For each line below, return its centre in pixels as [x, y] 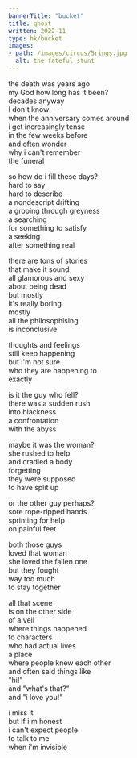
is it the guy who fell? [43, 394]
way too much [32, 578]
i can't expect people [43, 730]
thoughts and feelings [44, 344]
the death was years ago [49, 83]
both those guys [35, 544]
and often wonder [38, 144]
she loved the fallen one [48, 561]
